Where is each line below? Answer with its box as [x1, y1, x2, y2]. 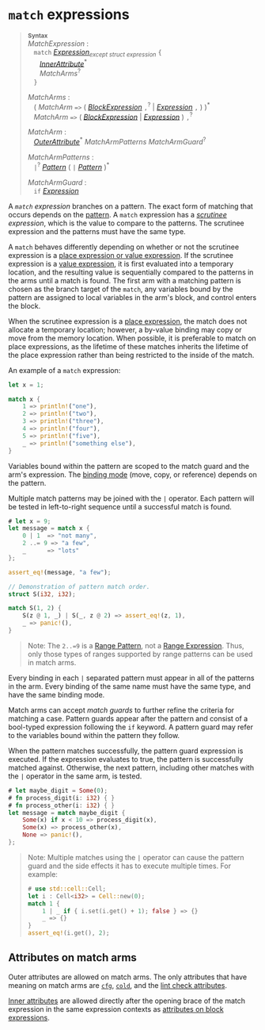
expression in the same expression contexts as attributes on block [8, 1004, 224, 1013]
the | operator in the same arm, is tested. [8, 771, 142, 781]
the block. [8, 301, 41, 310]
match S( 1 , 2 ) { [8, 605, 62, 613]
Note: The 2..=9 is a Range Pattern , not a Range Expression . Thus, [27, 640, 244, 650]
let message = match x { [8, 525, 90, 532]
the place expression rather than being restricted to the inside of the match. [8, 350, 255, 359]
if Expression [33, 186, 79, 195]
